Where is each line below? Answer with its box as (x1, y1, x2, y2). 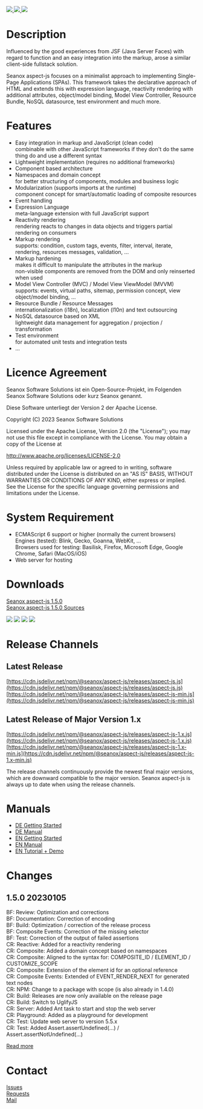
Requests (6, 1090, 30, 1098)
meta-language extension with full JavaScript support (14, 209, 149, 217)
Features (6, 119, 52, 133)
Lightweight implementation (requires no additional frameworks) (14, 158, 175, 166)
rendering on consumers (14, 229, 77, 236)
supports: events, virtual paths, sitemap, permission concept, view (14, 287, 181, 294)
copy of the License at (6, 440, 62, 447)
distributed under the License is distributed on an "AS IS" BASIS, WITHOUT (6, 470, 193, 477)
